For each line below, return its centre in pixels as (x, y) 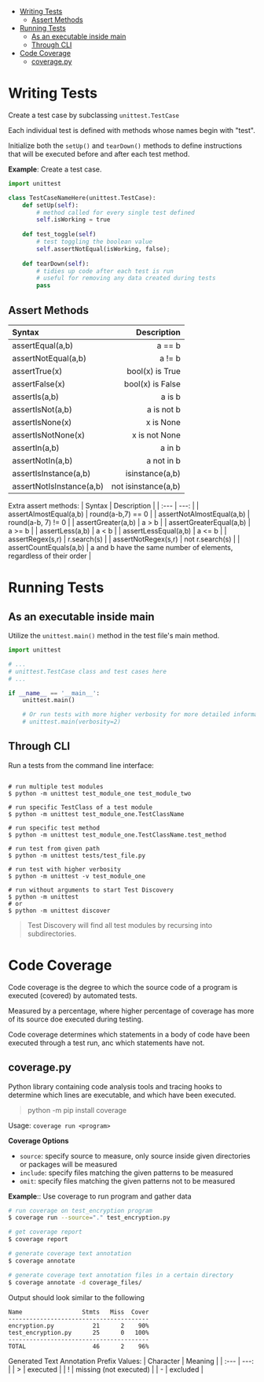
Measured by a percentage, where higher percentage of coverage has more (131, 1011)
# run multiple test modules (56, 786)
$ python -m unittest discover (59, 911)
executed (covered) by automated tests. (73, 996)
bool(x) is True (154, 371)
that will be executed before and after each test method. (99, 153)
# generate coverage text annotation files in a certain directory (121, 1275)
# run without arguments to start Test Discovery (91, 890)
